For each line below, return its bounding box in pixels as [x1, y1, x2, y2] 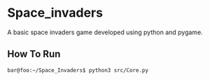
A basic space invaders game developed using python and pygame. [7, 28, 203, 36]
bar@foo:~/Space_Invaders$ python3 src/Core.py [7, 66, 149, 74]
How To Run [7, 48, 61, 60]
